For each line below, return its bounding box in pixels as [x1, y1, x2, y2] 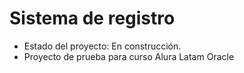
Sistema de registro [9, 7, 176, 30]
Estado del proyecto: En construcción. [23, 40, 182, 52]
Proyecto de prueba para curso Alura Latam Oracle [23, 50, 235, 62]
